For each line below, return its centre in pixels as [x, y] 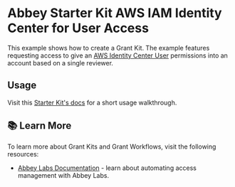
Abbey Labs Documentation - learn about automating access [107, 168]
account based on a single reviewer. [61, 63]
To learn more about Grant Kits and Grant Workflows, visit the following [112, 146]
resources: [23, 154]
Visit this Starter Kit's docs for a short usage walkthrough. [92, 102]
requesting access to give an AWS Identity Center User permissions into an [117, 55]
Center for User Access [78, 28]
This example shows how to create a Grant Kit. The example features [109, 48]
